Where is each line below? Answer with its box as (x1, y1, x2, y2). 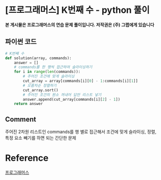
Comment (5, 115, 37, 123)
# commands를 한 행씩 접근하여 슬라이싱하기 (14, 65, 93, 70)
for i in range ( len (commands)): (14, 70, 80, 74)
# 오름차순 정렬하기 (23, 83, 57, 88)
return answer (14, 102, 43, 107)
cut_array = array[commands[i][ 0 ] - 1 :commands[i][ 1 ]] (23, 78, 138, 83)
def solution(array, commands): (5, 55, 72, 61)
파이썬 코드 (5, 37, 37, 46)
